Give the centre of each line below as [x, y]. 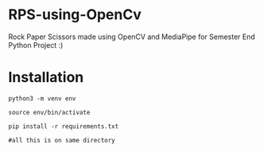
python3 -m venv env [43, 98]
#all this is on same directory [62, 140]
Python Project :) [36, 45]
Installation [46, 78]
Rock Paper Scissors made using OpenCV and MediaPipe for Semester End [132, 37]
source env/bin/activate [49, 112]
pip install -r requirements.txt [64, 126]
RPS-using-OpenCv [75, 15]
